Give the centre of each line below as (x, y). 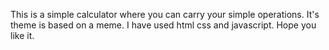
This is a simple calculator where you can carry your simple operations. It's (165, 14)
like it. (22, 35)
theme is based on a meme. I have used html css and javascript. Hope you (163, 25)
